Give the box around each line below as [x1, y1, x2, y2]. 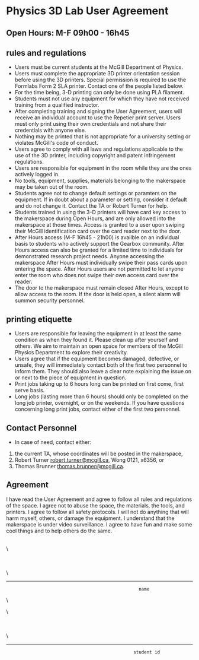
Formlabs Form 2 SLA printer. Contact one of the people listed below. [14, 82, 184, 90]
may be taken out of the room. [14, 183, 89, 191]
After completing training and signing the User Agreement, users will [14, 108, 182, 115]
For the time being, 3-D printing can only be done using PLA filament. [14, 89, 185, 96]
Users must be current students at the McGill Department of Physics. [14, 64, 184, 71]
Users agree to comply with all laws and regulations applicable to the [14, 145, 184, 153]
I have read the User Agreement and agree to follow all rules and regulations [6, 496, 192, 503]
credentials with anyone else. [14, 126, 86, 134]
